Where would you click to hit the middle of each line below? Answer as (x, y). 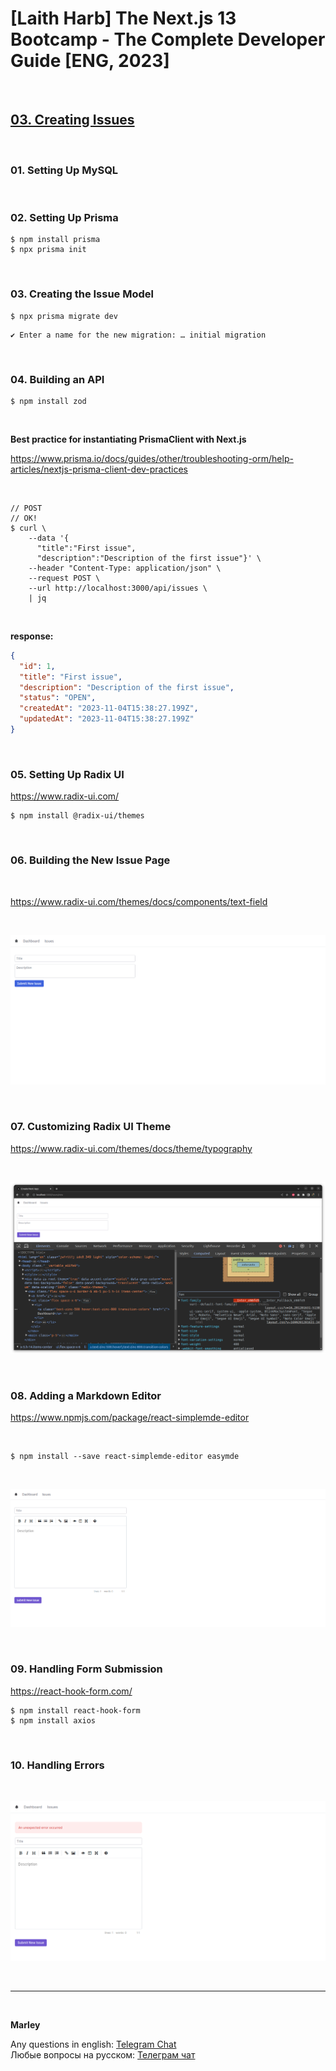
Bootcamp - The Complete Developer (168, 39)
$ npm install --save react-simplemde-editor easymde (125, 1457)
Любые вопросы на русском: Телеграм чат (103, 2055)
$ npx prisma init (48, 250)
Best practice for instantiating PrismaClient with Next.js (128, 439)
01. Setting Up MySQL (64, 170)
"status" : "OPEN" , (58, 698)
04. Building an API (57, 379)
